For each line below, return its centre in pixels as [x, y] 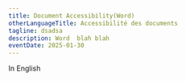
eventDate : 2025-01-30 [46, 46]
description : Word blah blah [59, 38]
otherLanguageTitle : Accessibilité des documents [93, 23]
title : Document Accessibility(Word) [72, 16]
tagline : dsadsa [35, 30]
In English [25, 68]
